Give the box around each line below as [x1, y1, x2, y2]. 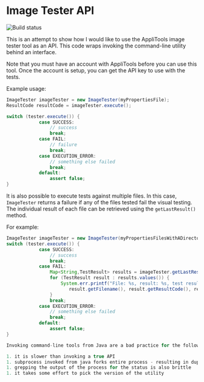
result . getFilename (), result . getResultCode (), [69, 286, 191, 292]
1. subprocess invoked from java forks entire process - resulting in [6, 359, 189, 365]
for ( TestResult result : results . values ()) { [49, 275, 170, 281]
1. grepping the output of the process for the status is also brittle [6, 364, 191, 371]
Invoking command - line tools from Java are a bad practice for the [6, 342, 181, 349]
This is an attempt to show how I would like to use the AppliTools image [6, 35, 185, 43]
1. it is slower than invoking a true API [6, 353, 115, 359]
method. [6, 212, 27, 219]
